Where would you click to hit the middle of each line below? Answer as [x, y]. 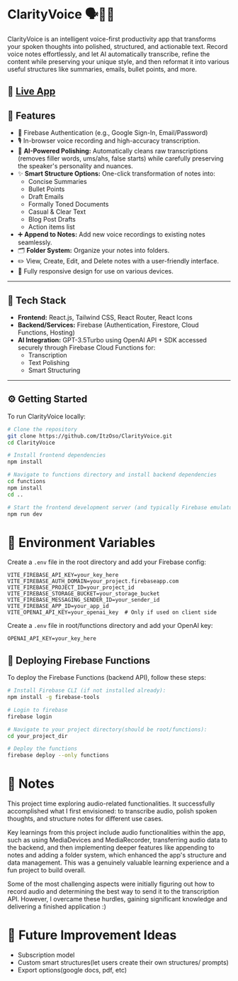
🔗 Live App [32, 91]
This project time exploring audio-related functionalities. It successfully [111, 803]
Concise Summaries [57, 182]
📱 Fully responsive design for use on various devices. [95, 271]
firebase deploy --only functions [58, 755]
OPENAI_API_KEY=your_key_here [52, 639]
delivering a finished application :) [57, 906]
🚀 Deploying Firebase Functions [79, 660]
